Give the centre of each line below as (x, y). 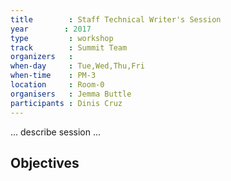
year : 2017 (51, 29)
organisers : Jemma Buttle (71, 94)
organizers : (42, 57)
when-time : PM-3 (53, 76)
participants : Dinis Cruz (66, 103)
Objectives (45, 162)
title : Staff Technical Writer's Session (116, 19)
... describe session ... (56, 132)
